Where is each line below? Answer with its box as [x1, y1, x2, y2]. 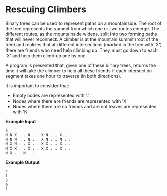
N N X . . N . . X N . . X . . [5, 132, 71, 137]
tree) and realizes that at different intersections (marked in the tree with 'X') [5, 41, 162, 47]
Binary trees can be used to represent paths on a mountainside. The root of [5, 20, 162, 26]
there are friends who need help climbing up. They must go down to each [5, 47, 158, 53]
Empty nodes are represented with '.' [12, 92, 89, 99]
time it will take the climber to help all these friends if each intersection [5, 67, 152, 74]
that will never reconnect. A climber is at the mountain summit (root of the [5, 36, 158, 42]
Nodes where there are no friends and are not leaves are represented [12, 103, 157, 109]
